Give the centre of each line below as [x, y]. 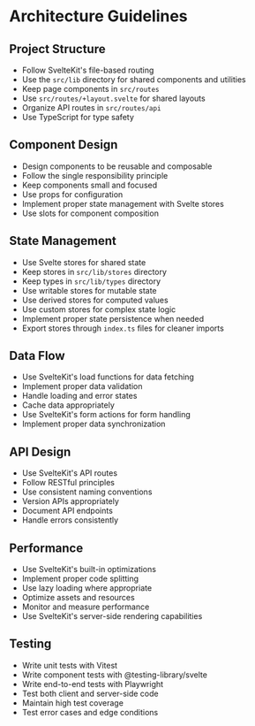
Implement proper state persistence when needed [113, 318]
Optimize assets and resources [78, 598]
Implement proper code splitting [80, 579]
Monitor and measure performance [86, 607]
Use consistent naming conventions [87, 492]
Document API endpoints [67, 511]
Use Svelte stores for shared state [84, 262]
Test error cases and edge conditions [90, 712]
